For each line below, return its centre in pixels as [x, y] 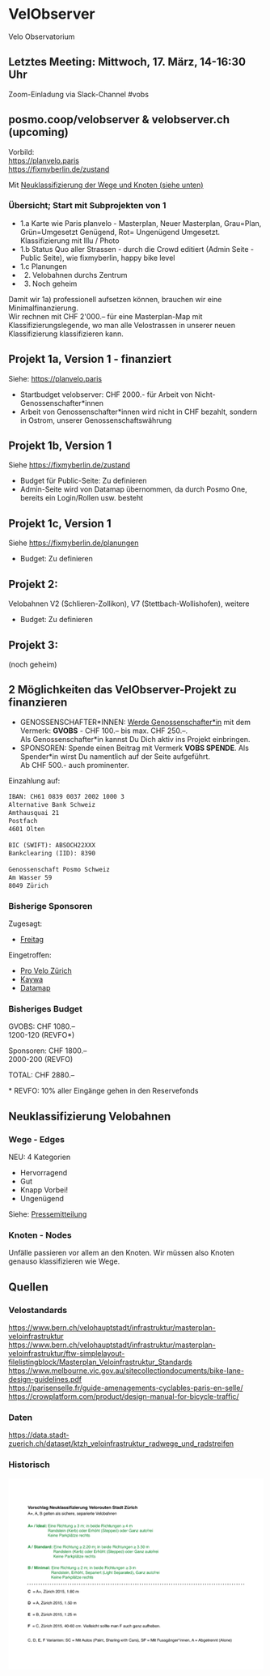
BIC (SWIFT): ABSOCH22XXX [52, 845]
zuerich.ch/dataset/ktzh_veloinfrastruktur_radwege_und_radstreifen [121, 1444]
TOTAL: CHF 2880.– [42, 1075]
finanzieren [38, 703]
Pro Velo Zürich [46, 971]
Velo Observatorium [42, 36]
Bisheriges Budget [46, 1009]
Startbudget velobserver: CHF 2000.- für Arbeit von [106, 394]
